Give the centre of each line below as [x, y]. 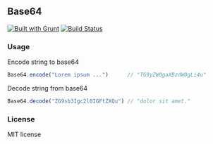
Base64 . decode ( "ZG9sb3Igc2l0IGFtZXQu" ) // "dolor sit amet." [99, 101]
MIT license [24, 135]
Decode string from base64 [48, 88]
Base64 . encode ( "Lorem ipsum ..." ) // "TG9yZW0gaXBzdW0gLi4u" [107, 75]
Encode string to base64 [43, 62]
